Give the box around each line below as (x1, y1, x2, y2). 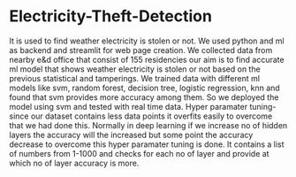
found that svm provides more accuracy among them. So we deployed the (9, 91, 279, 103)
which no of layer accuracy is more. (9, 158, 140, 168)
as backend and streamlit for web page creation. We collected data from (9, 44, 273, 55)
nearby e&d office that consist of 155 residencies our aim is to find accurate (9, 54, 285, 65)
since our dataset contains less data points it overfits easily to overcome (9, 111, 273, 121)
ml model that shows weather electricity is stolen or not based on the (9, 64, 261, 74)
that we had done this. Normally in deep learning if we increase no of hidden (9, 119, 288, 130)
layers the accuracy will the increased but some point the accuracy (9, 129, 254, 140)
